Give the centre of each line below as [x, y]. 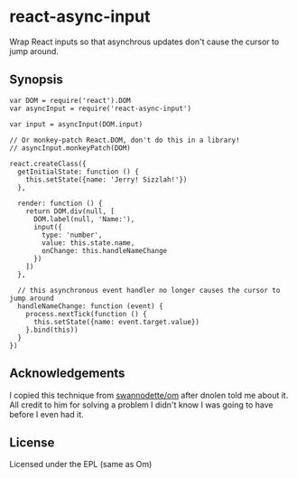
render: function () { [60, 203]
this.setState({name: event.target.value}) [116, 322]
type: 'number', [72, 235]
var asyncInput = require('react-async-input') [101, 108]
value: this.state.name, [88, 243]
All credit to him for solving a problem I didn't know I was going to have [141, 405]
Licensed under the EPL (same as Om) [81, 464]
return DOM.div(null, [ [70, 211]
